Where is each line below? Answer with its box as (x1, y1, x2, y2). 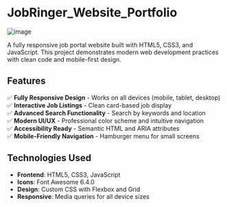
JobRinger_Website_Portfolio (7, 5, 178, 21)
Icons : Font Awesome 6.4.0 (16, 178, 95, 186)
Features (7, 75, 46, 87)
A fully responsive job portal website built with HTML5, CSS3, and (7, 40, 193, 49)
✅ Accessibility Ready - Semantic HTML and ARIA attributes (7, 124, 180, 132)
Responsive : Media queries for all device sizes (16, 192, 150, 200)
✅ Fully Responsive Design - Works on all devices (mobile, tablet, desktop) (7, 93, 221, 101)
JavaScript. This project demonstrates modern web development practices (7, 48, 219, 56)
